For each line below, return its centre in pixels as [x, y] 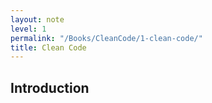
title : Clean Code [48, 47]
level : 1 [28, 29]
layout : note [37, 19]
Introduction [50, 87]
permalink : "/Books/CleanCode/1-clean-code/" [106, 38]
